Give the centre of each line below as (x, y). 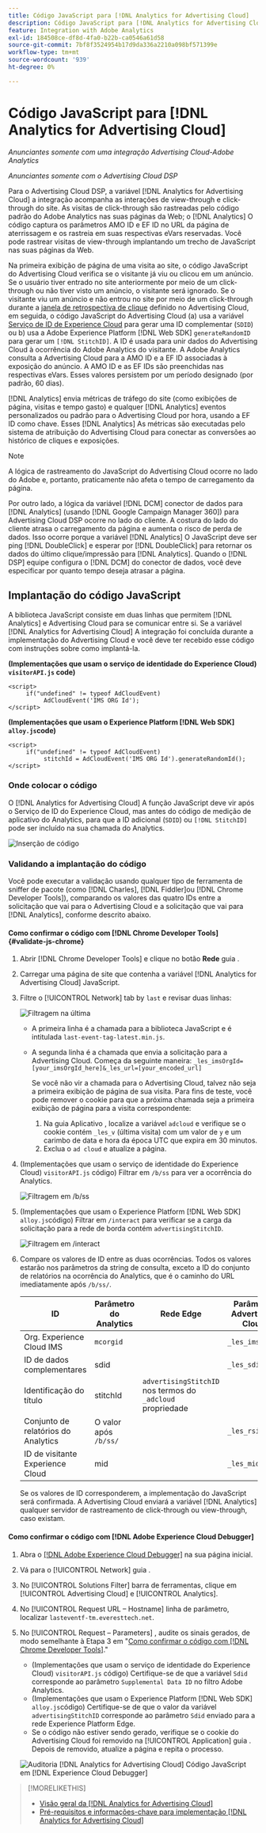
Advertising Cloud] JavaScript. (70, 983)
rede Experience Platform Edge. (84, 1724)
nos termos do (169, 1390)
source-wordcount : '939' (49, 60)
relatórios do (47, 1432)
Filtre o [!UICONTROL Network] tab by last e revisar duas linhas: (125, 998)
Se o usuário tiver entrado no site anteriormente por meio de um (113, 282)
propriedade (165, 1409)
